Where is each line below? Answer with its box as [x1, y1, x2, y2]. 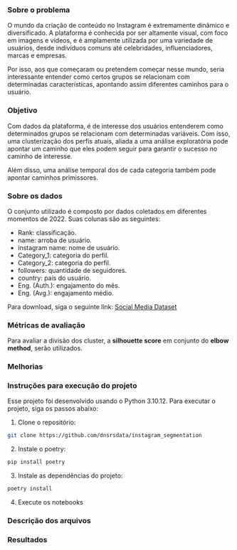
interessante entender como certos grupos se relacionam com [7, 72, 191, 81]
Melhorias [7, 362, 43, 372]
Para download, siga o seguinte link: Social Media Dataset [7, 302, 177, 311]
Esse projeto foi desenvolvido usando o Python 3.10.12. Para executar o [7, 397, 216, 406]
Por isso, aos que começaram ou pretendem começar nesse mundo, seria [7, 65, 225, 74]
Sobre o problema [7, 5, 70, 15]
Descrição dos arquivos [7, 515, 91, 525]
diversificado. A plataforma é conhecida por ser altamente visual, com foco [7, 28, 228, 37]
